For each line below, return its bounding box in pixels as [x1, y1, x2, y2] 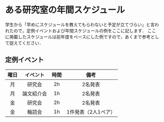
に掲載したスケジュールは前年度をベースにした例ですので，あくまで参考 [5, 34, 151, 40]
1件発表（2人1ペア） [66, 108, 116, 115]
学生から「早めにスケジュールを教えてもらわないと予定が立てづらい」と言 [5, 22, 155, 27]
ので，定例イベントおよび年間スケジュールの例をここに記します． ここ [13, 27, 156, 33]
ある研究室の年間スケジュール [5, 4, 125, 16]
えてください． [13, 40, 44, 46]
